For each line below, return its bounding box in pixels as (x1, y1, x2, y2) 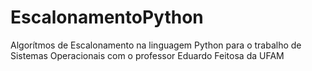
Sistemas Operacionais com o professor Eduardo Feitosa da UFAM (10, 49, 285, 61)
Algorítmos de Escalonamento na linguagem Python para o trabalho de (10, 39, 302, 51)
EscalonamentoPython (10, 6, 204, 29)
